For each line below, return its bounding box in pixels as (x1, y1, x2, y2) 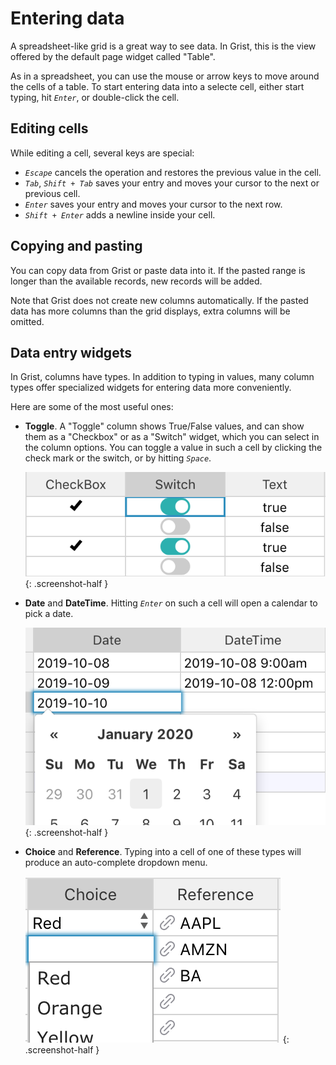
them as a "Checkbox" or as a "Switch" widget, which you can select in (24, 431, 320, 443)
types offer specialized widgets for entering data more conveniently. (10, 382, 292, 394)
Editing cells (10, 120, 89, 137)
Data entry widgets (10, 344, 132, 361)
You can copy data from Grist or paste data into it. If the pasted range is (10, 264, 306, 276)
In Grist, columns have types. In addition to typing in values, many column (10, 371, 315, 383)
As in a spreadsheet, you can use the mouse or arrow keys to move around (10, 70, 320, 82)
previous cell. (24, 187, 81, 199)
